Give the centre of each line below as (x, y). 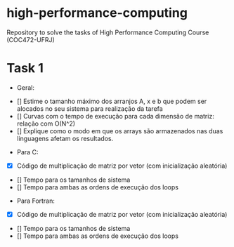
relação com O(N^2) (46, 123)
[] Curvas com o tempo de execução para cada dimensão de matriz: (116, 116)
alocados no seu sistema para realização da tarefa (90, 108)
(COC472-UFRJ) (31, 39)
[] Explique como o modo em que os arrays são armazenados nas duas (120, 131)
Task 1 (25, 68)
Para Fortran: (36, 201)
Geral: (25, 87)
